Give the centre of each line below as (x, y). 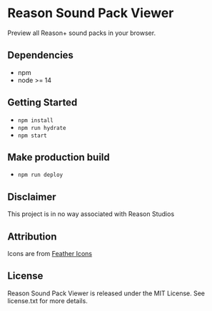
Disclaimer (32, 197)
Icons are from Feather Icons (50, 254)
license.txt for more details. (47, 300)
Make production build (59, 157)
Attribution (32, 236)
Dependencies (40, 55)
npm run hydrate (42, 128)
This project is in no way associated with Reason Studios (91, 214)
